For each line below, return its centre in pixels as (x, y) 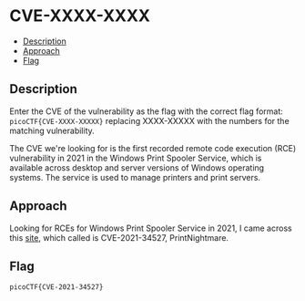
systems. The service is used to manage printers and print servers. (135, 177)
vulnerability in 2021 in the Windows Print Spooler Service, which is (136, 158)
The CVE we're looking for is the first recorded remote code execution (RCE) (153, 148)
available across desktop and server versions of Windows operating (137, 167)
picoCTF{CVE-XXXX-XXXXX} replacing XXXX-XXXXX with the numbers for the (149, 120)
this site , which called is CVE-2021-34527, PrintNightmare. (119, 237)
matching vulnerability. (52, 130)
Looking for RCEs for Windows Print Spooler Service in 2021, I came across (151, 228)
